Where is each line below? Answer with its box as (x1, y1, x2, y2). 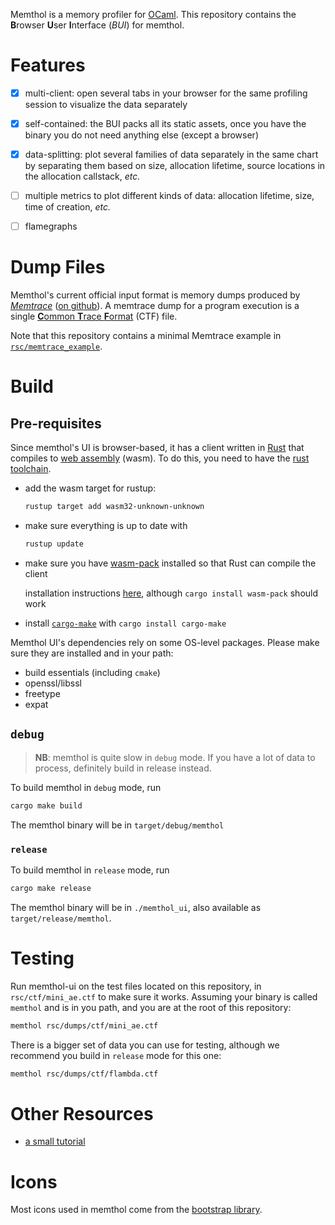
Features (10, 54, 86, 77)
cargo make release (10, 883, 92, 893)
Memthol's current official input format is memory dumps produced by (10, 289, 301, 301)
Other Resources (10, 1102, 154, 1125)
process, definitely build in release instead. (34, 762, 212, 774)
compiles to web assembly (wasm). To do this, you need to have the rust (10, 452, 310, 464)
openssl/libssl (24, 677, 82, 689)
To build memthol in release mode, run (10, 864, 170, 876)
